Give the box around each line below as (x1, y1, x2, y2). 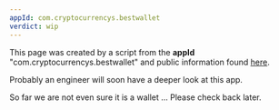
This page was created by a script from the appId (9, 46, 195, 57)
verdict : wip (9, 22, 59, 31)
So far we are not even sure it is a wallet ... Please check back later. (9, 92, 262, 103)
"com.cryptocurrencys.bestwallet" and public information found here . (9, 56, 270, 67)
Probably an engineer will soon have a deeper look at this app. (9, 74, 244, 85)
